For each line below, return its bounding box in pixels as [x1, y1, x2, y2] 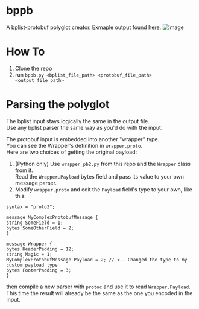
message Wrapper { [6, 241, 52, 247]
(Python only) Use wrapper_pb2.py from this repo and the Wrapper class [14, 160, 191, 167]
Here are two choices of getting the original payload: [6, 148, 137, 156]
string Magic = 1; [6, 251, 52, 257]
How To [6, 45, 45, 59]
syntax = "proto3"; [6, 203, 55, 210]
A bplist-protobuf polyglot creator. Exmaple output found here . [6, 24, 162, 31]
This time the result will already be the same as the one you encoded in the [6, 289, 193, 296]
